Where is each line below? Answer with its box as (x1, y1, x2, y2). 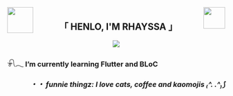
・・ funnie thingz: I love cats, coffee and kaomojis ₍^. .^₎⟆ (30, 79, 225, 89)
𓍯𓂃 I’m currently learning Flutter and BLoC (7, 59, 158, 68)
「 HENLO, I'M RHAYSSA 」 (59, 21, 178, 33)
